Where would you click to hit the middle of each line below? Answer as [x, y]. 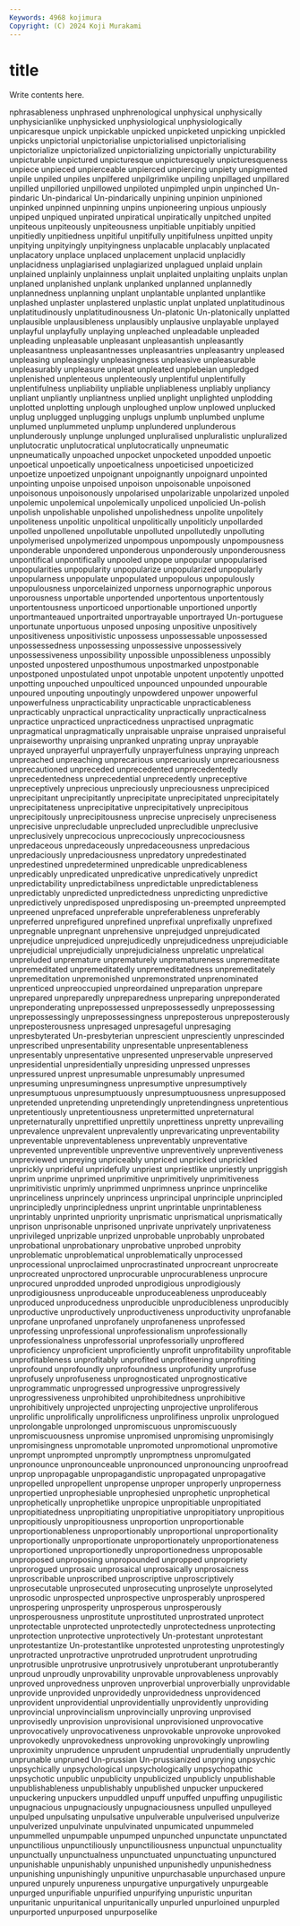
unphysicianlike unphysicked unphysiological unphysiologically [126, 122]
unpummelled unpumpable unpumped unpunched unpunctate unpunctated [148, 1836]
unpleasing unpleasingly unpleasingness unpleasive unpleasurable [133, 360]
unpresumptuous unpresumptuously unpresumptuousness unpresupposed [148, 1093]
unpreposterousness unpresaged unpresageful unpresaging [120, 1026]
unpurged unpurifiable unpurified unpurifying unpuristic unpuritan [131, 1893]
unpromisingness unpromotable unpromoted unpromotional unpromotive [144, 1446]
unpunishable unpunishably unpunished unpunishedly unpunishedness [140, 1864]
